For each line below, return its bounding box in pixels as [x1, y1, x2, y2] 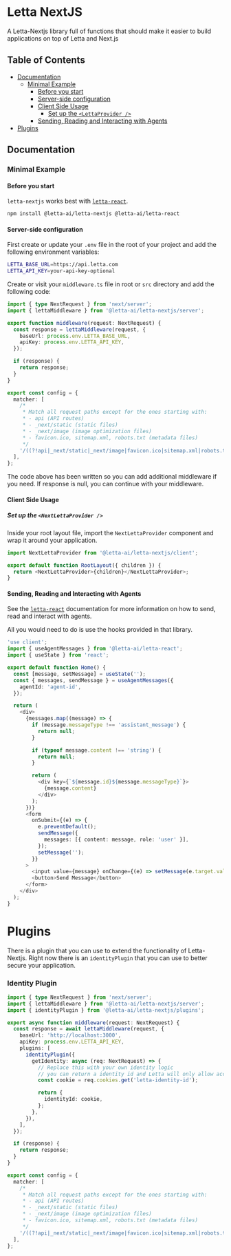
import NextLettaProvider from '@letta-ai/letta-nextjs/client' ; [7, 549, 198, 556]
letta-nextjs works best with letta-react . [7, 197, 129, 206]
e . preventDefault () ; [37, 824, 97, 830]
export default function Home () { [7, 664, 107, 671]
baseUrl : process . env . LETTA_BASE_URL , [19, 332, 131, 339]
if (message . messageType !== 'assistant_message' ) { [32, 721, 186, 728]
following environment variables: [7, 248, 100, 256]
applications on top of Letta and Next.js [7, 34, 119, 42]
